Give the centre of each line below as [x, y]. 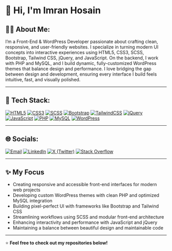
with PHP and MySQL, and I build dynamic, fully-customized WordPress [81, 63]
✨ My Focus [25, 173]
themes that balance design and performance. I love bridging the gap [79, 69]
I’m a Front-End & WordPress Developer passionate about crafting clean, [82, 41]
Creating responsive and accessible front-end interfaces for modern [85, 185]
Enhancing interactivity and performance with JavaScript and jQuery [85, 222]
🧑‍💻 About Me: [28, 29]
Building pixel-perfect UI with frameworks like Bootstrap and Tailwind [86, 206]
